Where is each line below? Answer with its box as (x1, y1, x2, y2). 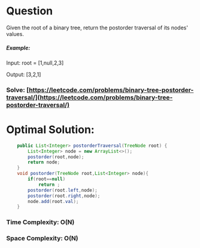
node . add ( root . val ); (28, 198, 79, 204)
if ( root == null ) (28, 176, 66, 182)
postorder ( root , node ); (28, 154, 84, 160)
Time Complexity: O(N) (6, 218, 75, 226)
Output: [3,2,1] (6, 71, 41, 78)
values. (6, 30, 24, 37)
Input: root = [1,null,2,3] (6, 59, 64, 66)
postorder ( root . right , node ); (28, 193, 101, 199)
